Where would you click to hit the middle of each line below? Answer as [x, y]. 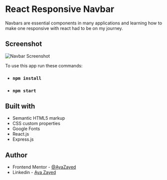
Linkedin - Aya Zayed [34, 173]
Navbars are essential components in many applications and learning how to [84, 23]
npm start [24, 90]
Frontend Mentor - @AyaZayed [44, 167]
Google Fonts [26, 129]
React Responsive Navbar [60, 9]
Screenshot [24, 44]
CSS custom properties [36, 124]
